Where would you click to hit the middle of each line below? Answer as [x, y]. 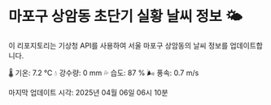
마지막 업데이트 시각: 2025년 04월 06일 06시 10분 [88, 92]
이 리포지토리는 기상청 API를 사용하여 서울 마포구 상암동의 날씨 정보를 [118, 45]
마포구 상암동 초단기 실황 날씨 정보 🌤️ [125, 17]
